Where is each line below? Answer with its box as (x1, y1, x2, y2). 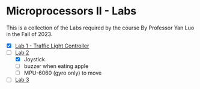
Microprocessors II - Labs (6, 4, 137, 18)
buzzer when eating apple (23, 63, 89, 70)
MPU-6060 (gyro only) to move (23, 69, 102, 76)
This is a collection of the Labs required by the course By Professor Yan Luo (6, 24, 195, 31)
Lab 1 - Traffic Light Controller (14, 42, 89, 49)
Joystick (23, 56, 45, 63)
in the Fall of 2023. (6, 30, 53, 37)
